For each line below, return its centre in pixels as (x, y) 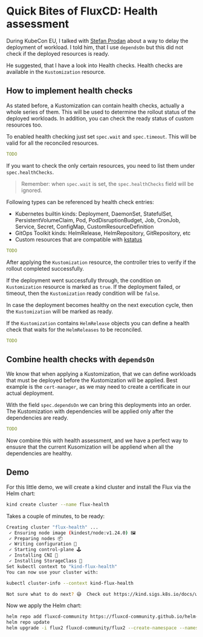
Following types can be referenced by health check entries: (80, 202)
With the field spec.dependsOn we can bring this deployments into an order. (99, 405)
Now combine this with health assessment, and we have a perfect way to (97, 441)
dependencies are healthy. (39, 454)
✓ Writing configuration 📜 (43, 544)
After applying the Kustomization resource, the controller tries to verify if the (101, 262)
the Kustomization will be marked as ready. (60, 311)
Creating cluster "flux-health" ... (52, 527)
